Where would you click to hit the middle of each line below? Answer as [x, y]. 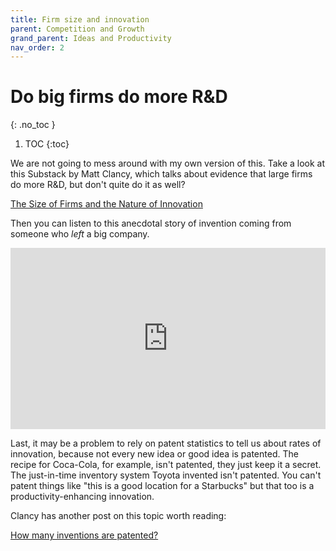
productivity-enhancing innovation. [82, 497]
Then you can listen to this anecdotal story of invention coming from [151, 223]
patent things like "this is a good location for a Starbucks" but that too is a [162, 486]
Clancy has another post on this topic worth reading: [118, 516]
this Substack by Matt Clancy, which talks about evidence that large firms [161, 174]
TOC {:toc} [47, 144]
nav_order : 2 [37, 47]
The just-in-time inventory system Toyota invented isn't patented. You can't [166, 475]
